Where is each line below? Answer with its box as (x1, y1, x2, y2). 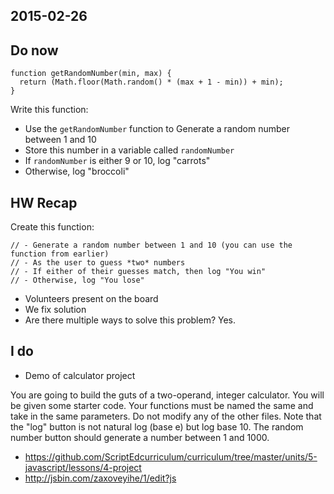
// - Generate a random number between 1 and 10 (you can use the (10, 240, 293, 251)
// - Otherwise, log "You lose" (10, 275, 145, 286)
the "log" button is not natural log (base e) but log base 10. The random (10, 420, 304, 433)
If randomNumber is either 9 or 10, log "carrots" (24, 155, 211, 167)
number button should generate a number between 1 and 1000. (10, 431, 270, 443)
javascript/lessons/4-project (24, 461, 142, 473)
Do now (10, 42, 59, 59)
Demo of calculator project (24, 369, 136, 381)
